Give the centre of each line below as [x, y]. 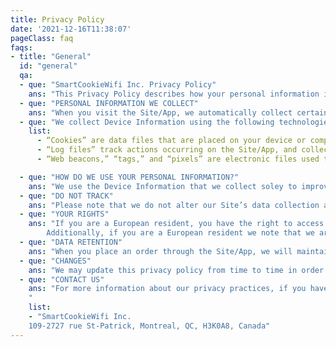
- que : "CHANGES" [55, 261]
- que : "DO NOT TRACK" [66, 196]
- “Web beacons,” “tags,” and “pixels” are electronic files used [178, 159]
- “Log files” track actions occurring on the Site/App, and [167, 150]
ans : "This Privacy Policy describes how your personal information [174, 94]
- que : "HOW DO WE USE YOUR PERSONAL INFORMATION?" [129, 177]
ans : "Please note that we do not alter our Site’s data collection [174, 205]
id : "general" [48, 66]
